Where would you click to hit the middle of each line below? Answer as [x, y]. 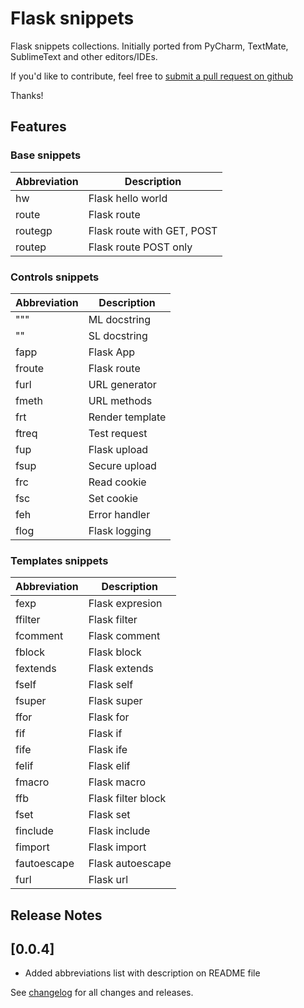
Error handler [119, 514]
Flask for [109, 717]
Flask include [119, 831]
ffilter [28, 620]
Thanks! [27, 95]
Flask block [115, 652]
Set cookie [113, 498]
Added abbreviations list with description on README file [142, 973]
